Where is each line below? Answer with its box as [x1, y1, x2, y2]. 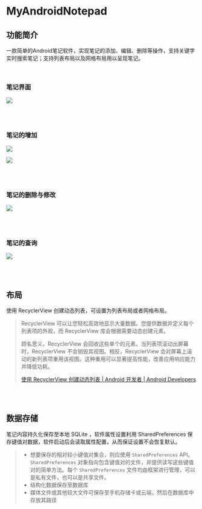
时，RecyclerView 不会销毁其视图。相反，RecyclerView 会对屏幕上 [21, 348, 187, 355]
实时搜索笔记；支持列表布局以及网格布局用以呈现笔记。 [6, 54, 144, 62]
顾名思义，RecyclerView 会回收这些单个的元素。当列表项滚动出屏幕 [21, 340, 189, 347]
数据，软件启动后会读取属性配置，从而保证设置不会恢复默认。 [27, 438, 181, 445]
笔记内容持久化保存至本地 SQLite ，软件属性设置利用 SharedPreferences [6, 430, 186, 438]
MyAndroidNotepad [6, 4, 107, 18]
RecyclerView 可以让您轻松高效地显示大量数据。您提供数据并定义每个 [21, 320, 194, 327]
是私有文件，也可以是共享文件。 [30, 473, 110, 481]
